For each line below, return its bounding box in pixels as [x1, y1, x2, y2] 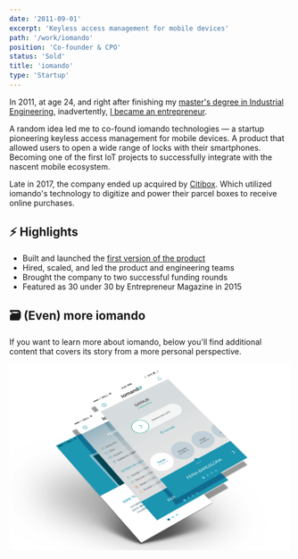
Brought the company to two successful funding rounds [21, 271, 228, 282]
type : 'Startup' [9, 71, 70, 80]
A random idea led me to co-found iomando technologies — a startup [9, 123, 265, 134]
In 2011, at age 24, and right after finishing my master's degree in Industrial [9, 96, 284, 107]
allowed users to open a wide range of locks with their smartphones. [9, 142, 261, 153]
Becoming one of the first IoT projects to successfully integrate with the [9, 152, 273, 163]
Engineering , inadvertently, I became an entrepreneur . [9, 105, 208, 116]
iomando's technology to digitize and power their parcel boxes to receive [9, 188, 277, 198]
